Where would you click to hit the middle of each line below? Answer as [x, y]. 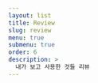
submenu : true [32, 45]
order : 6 [23, 52]
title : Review [32, 23]
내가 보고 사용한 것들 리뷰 [53, 67]
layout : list [30, 15]
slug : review [30, 30]
